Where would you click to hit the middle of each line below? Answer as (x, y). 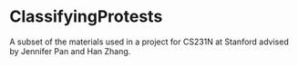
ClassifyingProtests (86, 17)
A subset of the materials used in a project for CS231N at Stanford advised (149, 42)
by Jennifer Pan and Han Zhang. (70, 51)
